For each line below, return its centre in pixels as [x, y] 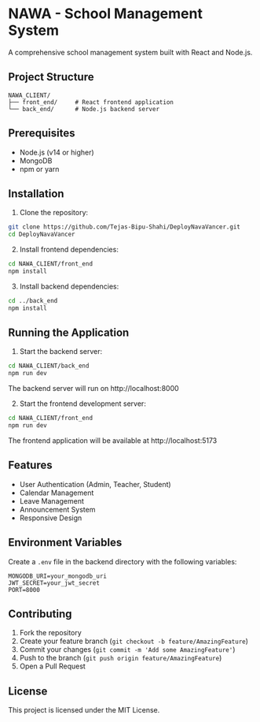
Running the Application [69, 333]
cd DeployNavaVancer [42, 234]
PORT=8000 [24, 590]
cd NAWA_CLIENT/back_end [49, 366]
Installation [36, 194]
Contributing [40, 614]
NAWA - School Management [105, 14]
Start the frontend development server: [83, 404]
